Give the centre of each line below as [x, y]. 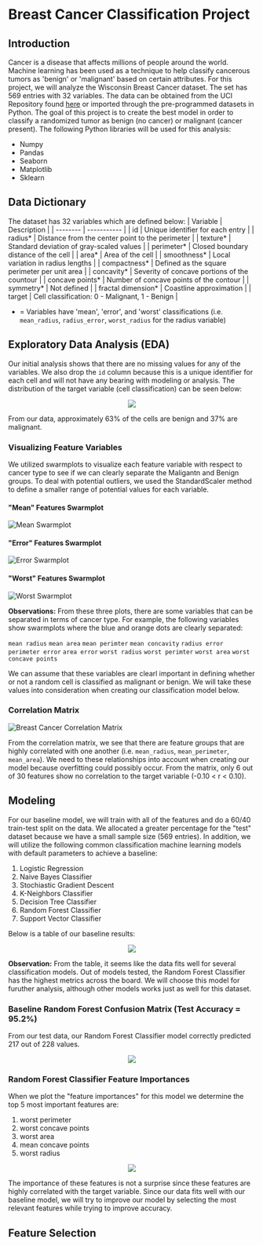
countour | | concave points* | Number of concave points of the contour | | [129, 280]
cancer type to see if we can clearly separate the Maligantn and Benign [124, 472]
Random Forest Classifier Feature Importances [99, 1079]
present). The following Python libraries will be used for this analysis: [120, 129]
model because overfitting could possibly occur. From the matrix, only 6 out [131, 767]
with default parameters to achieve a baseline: [83, 853]
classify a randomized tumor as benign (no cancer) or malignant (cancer [125, 121]
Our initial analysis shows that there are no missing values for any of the [124, 364]
